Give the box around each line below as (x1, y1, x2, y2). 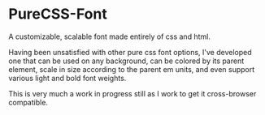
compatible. (8, 97, 49, 107)
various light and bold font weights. (8, 73, 127, 83)
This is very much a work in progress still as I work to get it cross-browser (8, 88, 257, 98)
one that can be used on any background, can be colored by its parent (8, 56, 245, 66)
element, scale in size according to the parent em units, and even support (8, 64, 255, 74)
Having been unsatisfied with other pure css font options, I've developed (8, 47, 252, 57)
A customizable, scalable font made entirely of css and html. (8, 32, 211, 41)
